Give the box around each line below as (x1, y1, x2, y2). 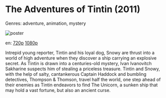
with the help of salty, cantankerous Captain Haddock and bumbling (5, 71, 147, 77)
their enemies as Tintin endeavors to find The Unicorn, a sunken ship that (5, 82, 158, 88)
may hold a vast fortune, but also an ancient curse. (5, 87, 111, 93)
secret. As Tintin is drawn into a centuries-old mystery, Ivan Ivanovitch (5, 60, 152, 66)
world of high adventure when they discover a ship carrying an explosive (5, 55, 157, 61)
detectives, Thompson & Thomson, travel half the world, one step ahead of (5, 76, 161, 82)
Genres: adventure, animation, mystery (5, 20, 86, 26)
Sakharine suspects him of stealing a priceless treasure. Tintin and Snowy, (5, 66, 160, 72)
